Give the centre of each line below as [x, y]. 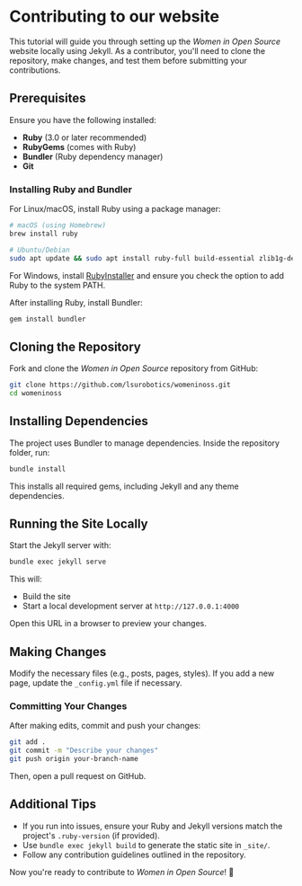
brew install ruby [44, 234]
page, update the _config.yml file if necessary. [96, 683]
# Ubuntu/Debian [40, 250]
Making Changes [58, 652]
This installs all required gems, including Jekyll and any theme [124, 486]
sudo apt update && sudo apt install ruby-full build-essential [132, 258]
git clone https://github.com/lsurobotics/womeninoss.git [120, 385]
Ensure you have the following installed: [83, 120]
